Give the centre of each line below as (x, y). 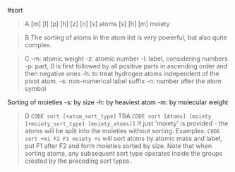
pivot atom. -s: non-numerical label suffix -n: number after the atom (123, 81)
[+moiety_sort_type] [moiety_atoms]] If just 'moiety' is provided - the (126, 123)
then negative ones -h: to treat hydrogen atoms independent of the (122, 74)
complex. (38, 45)
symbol (35, 88)
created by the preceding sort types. (78, 161)
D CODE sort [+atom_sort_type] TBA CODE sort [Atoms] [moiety (118, 116)
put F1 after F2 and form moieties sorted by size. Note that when (118, 146)
